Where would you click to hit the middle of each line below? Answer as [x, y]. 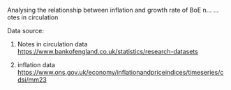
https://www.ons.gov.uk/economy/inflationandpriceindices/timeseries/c [120, 72]
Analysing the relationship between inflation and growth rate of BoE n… [110, 10]
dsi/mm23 [32, 80]
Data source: [25, 31]
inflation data [36, 65]
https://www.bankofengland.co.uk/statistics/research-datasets [108, 52]
